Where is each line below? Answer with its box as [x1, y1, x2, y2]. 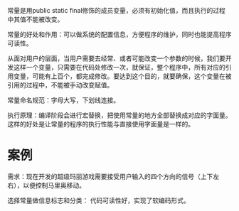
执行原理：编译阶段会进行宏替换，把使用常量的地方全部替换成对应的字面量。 [7, 111, 232, 119]
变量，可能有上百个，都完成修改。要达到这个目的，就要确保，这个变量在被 [13, 72, 232, 80]
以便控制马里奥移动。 [22, 180, 85, 190]
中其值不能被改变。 [7, 15, 64, 23]
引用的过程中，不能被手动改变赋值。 [7, 81, 114, 89]
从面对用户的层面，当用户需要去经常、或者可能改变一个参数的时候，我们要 [7, 54, 225, 63]
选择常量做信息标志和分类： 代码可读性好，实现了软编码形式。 [7, 196, 190, 205]
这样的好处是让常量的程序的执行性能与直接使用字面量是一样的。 [7, 120, 194, 128]
